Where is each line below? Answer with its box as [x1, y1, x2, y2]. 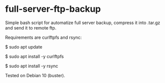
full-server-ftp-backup [5, 3, 101, 15]
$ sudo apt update [5, 44, 43, 50]
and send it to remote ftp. [5, 25, 57, 30]
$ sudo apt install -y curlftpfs [5, 53, 64, 59]
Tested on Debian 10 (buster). [5, 72, 66, 78]
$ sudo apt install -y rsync [5, 63, 58, 69]
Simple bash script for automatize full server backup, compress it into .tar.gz [5, 20, 161, 26]
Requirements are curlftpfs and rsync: [5, 34, 82, 40]
